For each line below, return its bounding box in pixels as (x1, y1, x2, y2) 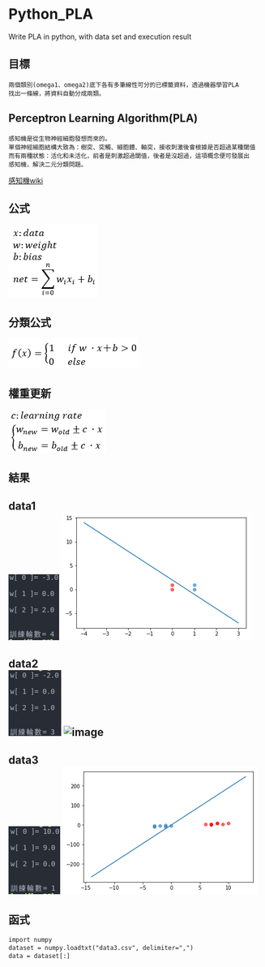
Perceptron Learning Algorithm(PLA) (8, 111, 199, 126)
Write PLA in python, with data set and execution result (8, 32, 192, 41)
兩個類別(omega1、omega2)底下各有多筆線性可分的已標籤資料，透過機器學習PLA (8, 80, 239, 89)
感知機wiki (8, 175, 43, 185)
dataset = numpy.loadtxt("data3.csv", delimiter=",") (8, 944, 194, 952)
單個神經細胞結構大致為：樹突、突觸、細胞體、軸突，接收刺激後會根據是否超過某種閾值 (8, 143, 256, 151)
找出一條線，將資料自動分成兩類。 (8, 89, 105, 97)
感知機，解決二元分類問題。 (8, 160, 88, 169)
